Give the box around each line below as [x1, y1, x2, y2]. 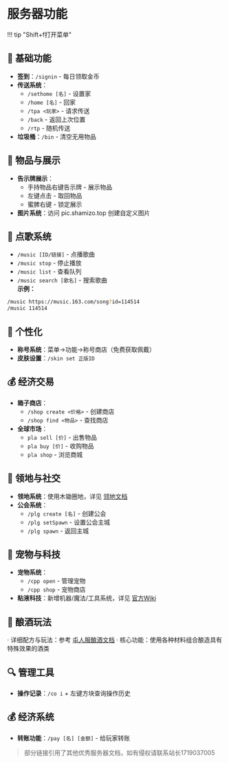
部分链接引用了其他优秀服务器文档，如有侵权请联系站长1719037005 [23, 749, 215, 757]
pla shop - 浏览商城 [27, 450, 83, 458]
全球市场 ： [17, 425, 48, 433]
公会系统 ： [17, 500, 48, 509]
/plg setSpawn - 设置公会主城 [27, 518, 110, 526]
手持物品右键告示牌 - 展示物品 [27, 183, 112, 191]
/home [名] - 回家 [27, 98, 76, 106]
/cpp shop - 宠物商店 [27, 585, 86, 593]
